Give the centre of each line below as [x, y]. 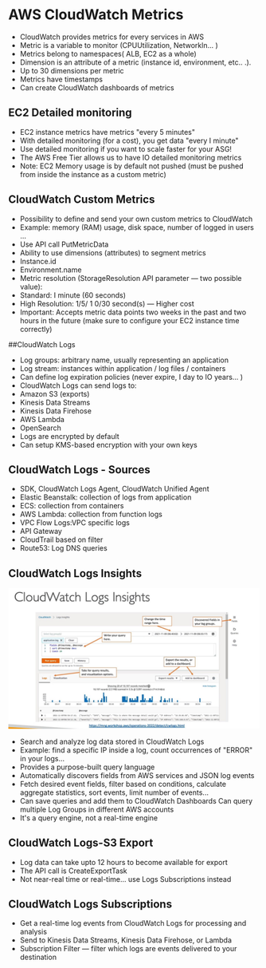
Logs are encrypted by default [69, 436]
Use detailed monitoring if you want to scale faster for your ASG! [126, 148]
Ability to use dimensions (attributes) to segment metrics [113, 252]
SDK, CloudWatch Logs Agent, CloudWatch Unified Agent [114, 489]
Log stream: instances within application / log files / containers [123, 368]
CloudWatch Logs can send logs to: [78, 385]
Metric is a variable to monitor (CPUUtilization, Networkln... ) [119, 45]
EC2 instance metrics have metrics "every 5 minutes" [107, 132]
